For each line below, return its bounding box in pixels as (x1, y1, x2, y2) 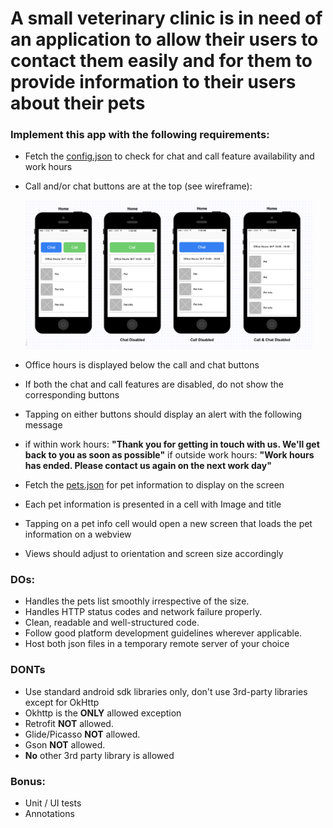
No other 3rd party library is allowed (24, 749, 175, 761)
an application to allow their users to (10, 28, 319, 51)
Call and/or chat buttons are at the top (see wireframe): (24, 180, 253, 192)
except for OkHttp (24, 696, 100, 708)
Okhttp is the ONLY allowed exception (24, 707, 182, 719)
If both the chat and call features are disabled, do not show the (24, 378, 284, 391)
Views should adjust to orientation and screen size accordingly (24, 548, 284, 560)
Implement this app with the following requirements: (10, 128, 270, 142)
